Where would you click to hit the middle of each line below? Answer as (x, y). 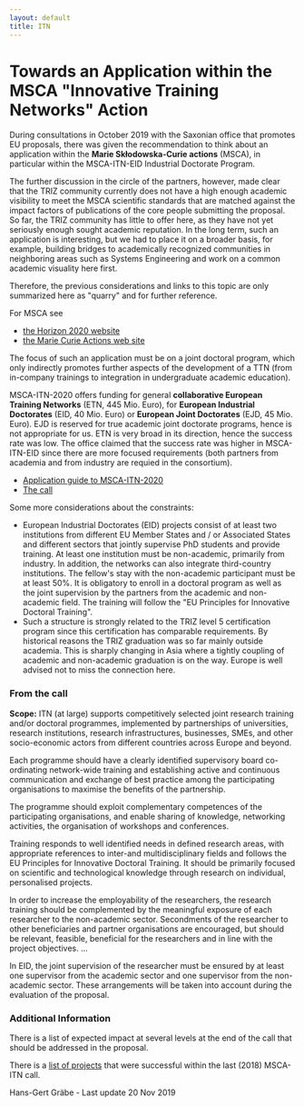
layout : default (40, 18)
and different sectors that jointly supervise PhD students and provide (151, 544)
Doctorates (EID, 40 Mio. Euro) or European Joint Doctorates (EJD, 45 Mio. (151, 414)
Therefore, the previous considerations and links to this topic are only (139, 286)
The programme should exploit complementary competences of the (136, 806)
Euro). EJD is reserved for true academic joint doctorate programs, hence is (151, 424)
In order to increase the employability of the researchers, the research (141, 900)
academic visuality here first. (64, 268)
